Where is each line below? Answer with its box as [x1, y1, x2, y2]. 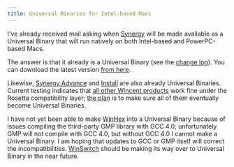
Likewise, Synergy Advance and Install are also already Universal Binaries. [7, 78, 221, 87]
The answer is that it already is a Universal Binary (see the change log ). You [7, 57, 225, 66]
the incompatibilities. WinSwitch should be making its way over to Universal [7, 144, 225, 152]
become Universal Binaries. [7, 101, 87, 109]
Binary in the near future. [7, 152, 79, 160]
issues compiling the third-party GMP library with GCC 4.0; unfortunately [7, 122, 217, 130]
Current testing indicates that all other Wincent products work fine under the [7, 86, 227, 94]
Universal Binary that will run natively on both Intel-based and [7, 36, 185, 45]
